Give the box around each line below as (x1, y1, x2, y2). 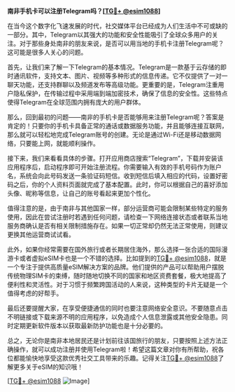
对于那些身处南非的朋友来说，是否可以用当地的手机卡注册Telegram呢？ (19, 39, 225, 48)
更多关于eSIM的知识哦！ (13, 363, 84, 371)
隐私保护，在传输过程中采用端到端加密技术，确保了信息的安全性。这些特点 (13, 89, 228, 97)
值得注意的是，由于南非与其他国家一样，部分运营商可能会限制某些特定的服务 (7, 204, 228, 212)
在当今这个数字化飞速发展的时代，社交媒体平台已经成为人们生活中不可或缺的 (7, 22, 228, 30)
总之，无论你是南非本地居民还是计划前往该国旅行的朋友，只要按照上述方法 (7, 337, 222, 344)
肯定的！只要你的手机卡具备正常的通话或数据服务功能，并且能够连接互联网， (7, 122, 228, 130)
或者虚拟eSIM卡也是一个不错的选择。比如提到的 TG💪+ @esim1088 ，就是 (19, 254, 227, 262)
